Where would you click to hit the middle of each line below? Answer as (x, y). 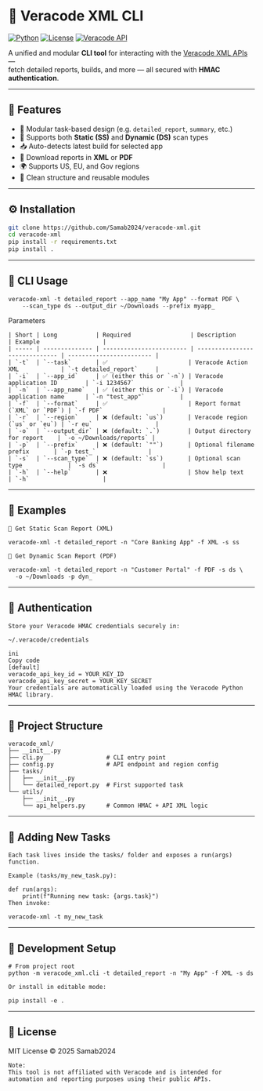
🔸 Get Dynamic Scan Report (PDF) (63, 556)
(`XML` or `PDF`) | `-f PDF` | (87, 410)
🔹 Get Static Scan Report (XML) (61, 529)
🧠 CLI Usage (38, 281)
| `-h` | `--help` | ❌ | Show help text (126, 472)
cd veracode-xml (34, 235)
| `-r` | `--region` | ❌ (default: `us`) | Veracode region (128, 417)
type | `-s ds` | (87, 465)
